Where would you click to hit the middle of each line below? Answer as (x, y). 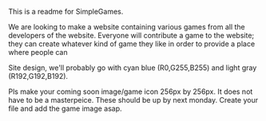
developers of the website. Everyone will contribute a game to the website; (131, 35)
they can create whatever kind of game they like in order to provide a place (132, 44)
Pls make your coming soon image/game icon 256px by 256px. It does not (131, 92)
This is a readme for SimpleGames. (66, 12)
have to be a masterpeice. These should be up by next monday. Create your (133, 100)
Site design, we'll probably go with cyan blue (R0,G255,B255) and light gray (133, 68)
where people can (38, 52)
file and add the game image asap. (65, 108)
